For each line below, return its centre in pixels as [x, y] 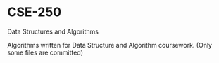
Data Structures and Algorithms [53, 31]
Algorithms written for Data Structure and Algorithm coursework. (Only [110, 45]
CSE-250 [35, 12]
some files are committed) [45, 52]
